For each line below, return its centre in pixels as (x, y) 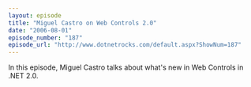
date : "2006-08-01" (40, 30)
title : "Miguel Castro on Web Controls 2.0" (82, 23)
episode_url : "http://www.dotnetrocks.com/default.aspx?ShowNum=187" (125, 45)
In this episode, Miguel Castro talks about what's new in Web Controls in (126, 67)
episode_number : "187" (45, 38)
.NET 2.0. (23, 76)
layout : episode (35, 15)
